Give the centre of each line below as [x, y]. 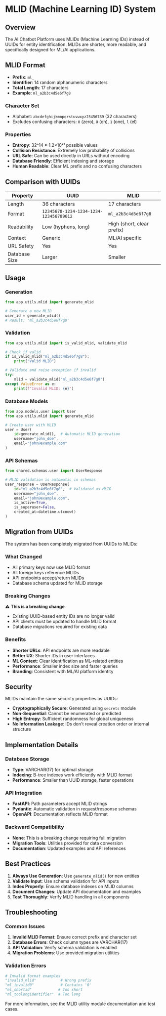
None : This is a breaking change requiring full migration [69, 838]
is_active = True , [31, 503]
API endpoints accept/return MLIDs [48, 578]
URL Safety [21, 246]
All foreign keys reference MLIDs [45, 573]
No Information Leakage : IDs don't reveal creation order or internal [81, 724]
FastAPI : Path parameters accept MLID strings [60, 804]
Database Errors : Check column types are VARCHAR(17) [70, 942]
